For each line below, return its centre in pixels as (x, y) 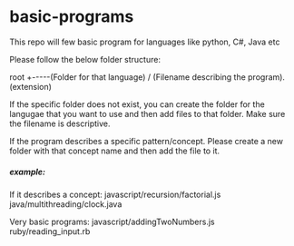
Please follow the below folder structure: (85, 59)
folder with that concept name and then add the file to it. (115, 151)
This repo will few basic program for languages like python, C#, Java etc (145, 42)
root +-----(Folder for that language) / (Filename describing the (128, 77)
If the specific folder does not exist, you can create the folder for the (137, 104)
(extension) (31, 86)
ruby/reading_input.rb (50, 231)
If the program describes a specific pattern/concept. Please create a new (147, 141)
